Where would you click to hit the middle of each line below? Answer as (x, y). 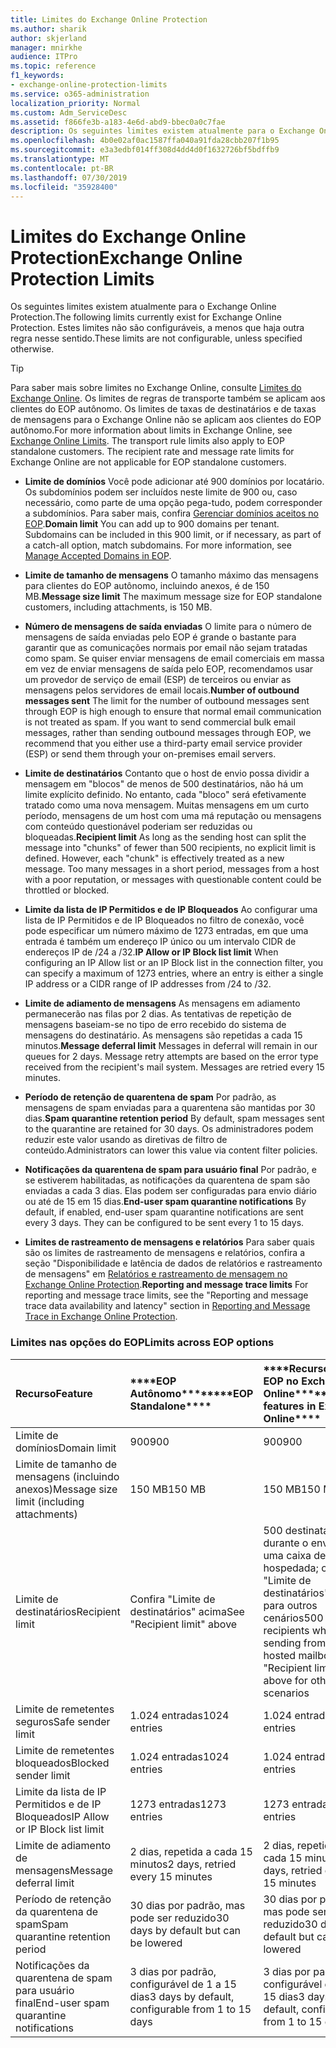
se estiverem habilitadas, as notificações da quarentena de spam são (167, 1180)
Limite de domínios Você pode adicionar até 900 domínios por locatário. (174, 482)
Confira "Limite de (172, 1599)
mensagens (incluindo (67, 1476)
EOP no (281, 1381)
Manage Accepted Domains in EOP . (98, 556)
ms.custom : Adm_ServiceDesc (69, 112)
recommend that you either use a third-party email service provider (163, 743)
